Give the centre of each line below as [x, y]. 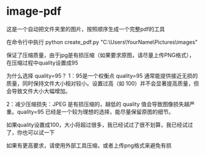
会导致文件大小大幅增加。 [39, 91]
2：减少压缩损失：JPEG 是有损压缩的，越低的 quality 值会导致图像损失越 [98, 104]
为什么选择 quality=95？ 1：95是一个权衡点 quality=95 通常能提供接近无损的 [102, 75]
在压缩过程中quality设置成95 [42, 62]
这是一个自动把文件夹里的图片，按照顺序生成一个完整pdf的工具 [86, 29]
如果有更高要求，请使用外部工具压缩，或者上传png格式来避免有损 [89, 145]
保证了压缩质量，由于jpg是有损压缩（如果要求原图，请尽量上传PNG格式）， [100, 55]
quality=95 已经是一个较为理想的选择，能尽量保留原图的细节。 [95, 112]
